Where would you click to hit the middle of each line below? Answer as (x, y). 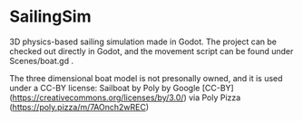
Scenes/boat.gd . (42, 60)
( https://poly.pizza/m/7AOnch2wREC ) (79, 107)
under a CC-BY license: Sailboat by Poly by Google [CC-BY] (122, 88)
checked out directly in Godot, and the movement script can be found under (151, 51)
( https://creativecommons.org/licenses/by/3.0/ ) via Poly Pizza (125, 98)
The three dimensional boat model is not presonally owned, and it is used (146, 78)
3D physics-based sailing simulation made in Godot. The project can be (143, 42)
